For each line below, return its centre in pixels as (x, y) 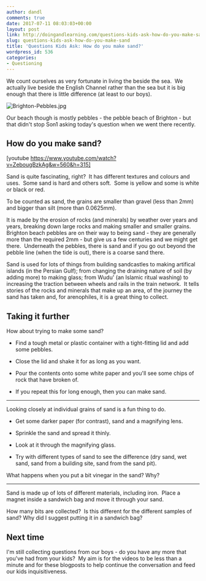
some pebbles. (34, 350)
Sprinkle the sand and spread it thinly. (63, 433)
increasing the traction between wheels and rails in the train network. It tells (103, 284)
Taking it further (38, 316)
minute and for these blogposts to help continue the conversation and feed (101, 564)
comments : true (26, 18)
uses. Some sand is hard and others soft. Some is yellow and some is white (103, 183)
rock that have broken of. (47, 380)
